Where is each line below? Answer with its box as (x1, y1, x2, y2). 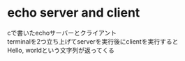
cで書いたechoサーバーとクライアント (7, 28, 117, 37)
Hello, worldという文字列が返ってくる (7, 46, 115, 54)
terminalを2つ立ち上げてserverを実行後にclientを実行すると (7, 37, 179, 46)
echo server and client (7, 5, 140, 21)
